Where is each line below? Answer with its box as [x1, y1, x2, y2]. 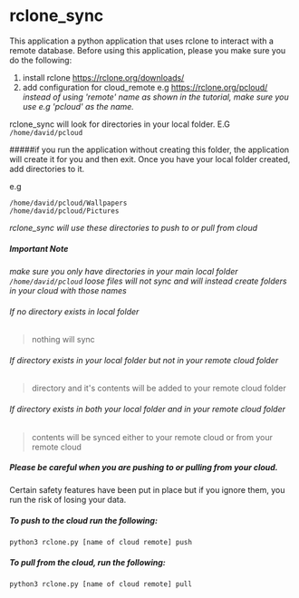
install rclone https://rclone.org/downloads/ [22, 72, 185, 82]
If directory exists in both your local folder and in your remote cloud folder [9, 403, 286, 414]
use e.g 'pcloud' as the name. [22, 101, 134, 111]
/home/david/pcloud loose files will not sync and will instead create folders [9, 275, 287, 286]
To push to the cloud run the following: [9, 516, 159, 526]
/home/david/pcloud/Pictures [9, 206, 120, 216]
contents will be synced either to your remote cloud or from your [31, 431, 274, 442]
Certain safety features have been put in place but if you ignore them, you [9, 485, 285, 496]
